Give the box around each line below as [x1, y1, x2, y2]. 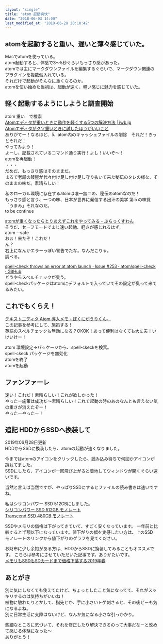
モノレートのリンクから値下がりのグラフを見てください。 [5, 535, 120, 542]
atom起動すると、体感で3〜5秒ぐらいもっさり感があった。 [5, 60, 122, 66]
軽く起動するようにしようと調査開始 [5, 100, 114, 108]
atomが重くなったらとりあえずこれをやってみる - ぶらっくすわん [5, 218, 134, 224]
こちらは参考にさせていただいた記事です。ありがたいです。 [14, 552, 132, 558]
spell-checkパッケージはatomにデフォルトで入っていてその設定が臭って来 [5, 280, 153, 286]
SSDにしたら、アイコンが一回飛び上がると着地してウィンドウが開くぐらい [5, 468, 154, 474]
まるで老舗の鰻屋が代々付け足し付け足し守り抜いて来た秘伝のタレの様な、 [5, 174, 154, 180]
